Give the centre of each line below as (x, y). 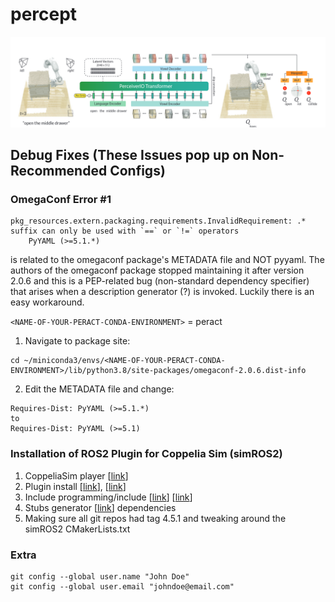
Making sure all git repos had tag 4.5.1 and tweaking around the (155, 518)
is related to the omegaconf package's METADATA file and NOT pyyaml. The (167, 260)
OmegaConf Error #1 (61, 199)
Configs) (137, 171)
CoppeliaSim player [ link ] (76, 475)
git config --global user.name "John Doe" (100, 576)
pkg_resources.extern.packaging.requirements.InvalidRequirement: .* (158, 221)
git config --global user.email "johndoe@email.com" (122, 586)
